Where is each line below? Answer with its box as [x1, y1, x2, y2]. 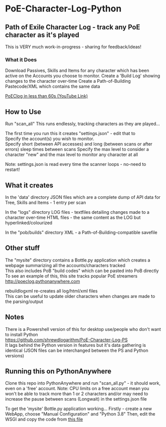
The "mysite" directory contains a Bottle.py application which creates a [5, 257, 150, 263]
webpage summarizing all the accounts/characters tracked [5, 262, 125, 268]
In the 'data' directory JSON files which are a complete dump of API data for [5, 194, 161, 200]
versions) [5, 352, 24, 359]
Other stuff [5, 244, 40, 252]
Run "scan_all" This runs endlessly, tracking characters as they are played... [5, 121, 160, 127]
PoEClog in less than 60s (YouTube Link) [5, 93, 88, 99]
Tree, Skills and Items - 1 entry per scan [5, 199, 86, 205]
